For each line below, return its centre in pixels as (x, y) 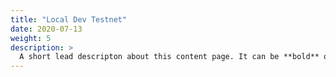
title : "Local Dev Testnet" (69, 19)
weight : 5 (31, 38)
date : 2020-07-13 (46, 29)
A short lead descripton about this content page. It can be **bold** (169, 57)
